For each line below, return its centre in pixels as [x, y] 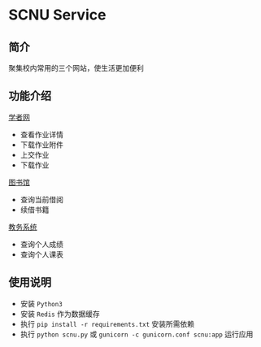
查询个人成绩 [41, 244]
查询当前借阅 [41, 199]
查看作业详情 [41, 134]
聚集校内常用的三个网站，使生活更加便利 [76, 68]
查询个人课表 [41, 254]
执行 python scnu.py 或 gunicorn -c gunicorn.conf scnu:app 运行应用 [137, 334]
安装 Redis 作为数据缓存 [60, 314]
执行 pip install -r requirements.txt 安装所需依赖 [107, 323]
